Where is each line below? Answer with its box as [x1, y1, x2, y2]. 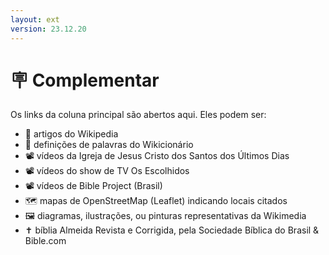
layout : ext [10, 14, 60, 25]
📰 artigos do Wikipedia [24, 128, 119, 140]
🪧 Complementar [10, 69, 160, 91]
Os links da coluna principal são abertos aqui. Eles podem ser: [10, 109, 267, 121]
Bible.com [24, 235, 67, 247]
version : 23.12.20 [10, 24, 87, 34]
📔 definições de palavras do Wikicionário [24, 139, 194, 151]
